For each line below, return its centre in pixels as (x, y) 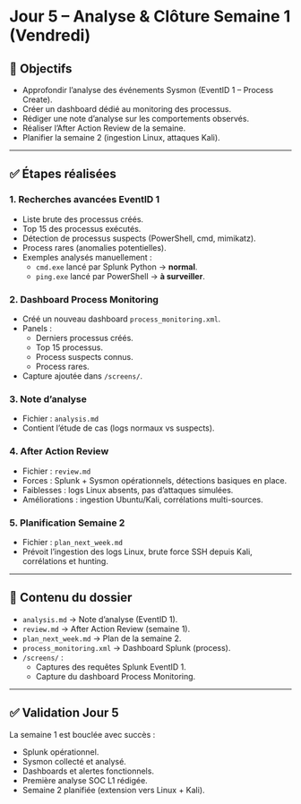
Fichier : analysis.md (60, 419)
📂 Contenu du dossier (71, 598)
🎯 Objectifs (41, 68)
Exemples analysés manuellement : (87, 257)
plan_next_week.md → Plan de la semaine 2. (102, 638)
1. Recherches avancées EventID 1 (85, 200)
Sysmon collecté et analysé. (74, 761)
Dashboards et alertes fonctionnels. (88, 771)
